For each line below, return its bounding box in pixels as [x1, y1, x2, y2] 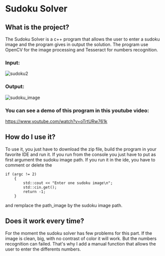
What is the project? [5, 23, 69, 31]
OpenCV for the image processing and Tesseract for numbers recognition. [5, 47, 158, 52]
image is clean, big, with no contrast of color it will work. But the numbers [5, 235, 156, 241]
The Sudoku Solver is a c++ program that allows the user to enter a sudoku [5, 36, 160, 42]
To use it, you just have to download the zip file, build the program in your [5, 146, 156, 152]
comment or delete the [5, 162, 52, 168]
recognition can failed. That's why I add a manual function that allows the [5, 240, 156, 246]
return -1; [23, 189, 46, 194]
